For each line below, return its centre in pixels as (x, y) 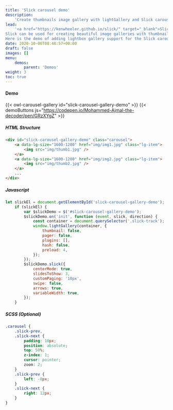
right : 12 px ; (38, 394)
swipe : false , (48, 283)
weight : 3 (16, 72)
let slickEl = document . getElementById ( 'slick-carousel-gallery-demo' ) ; (85, 202)
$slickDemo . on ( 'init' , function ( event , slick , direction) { (91, 216)
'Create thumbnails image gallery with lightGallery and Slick (84, 20)
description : (19, 15)
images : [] (17, 53)
